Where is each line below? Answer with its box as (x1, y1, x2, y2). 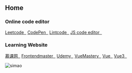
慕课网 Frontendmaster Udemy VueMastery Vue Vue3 (5, 53, 125, 58)
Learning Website (5, 41, 48, 48)
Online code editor (5, 18, 50, 25)
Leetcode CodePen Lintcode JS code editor (5, 29, 100, 35)
